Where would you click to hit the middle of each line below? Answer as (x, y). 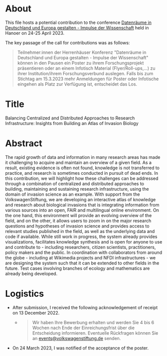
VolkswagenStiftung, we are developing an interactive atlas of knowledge (81, 199)
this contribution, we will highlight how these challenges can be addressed (82, 178)
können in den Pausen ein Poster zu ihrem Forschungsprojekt (81, 63)
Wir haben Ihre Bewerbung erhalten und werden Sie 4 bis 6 (93, 322)
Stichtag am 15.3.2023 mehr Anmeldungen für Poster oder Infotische (88, 79)
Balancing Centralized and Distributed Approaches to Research (70, 118)
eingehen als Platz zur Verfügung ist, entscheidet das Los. (77, 84)
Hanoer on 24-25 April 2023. (35, 33)
